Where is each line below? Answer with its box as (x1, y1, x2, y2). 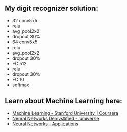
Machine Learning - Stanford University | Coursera (12, 110, 119, 116)
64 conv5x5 (12, 39, 38, 45)
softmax (12, 82, 29, 88)
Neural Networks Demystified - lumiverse (12, 115, 99, 121)
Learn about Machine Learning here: (5, 97, 122, 105)
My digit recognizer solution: (5, 4, 99, 13)
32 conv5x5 (12, 17, 38, 23)
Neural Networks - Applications (12, 121, 78, 127)
